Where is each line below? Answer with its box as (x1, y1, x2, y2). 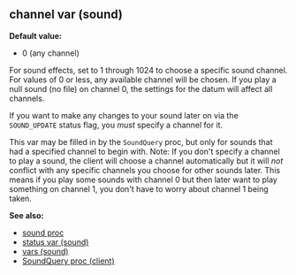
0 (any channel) (21, 48, 80, 58)
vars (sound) (21, 246, 69, 256)
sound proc (21, 227, 65, 238)
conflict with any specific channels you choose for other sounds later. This (9, 164, 281, 175)
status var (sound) (21, 236, 89, 247)
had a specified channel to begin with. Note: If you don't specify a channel (9, 146, 280, 157)
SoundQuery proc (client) (21, 256, 115, 266)
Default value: (9, 30, 62, 41)
